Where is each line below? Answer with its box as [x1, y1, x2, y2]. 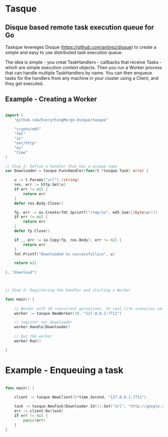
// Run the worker [14, 334, 52, 339]
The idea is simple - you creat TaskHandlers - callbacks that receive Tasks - [5, 59, 162, 65]
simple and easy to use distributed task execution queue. [5, 50, 123, 55]
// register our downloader [14, 320, 72, 325]
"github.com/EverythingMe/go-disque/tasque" [14, 117, 108, 122]
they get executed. [5, 81, 44, 86]
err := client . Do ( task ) [14, 408, 64, 414]
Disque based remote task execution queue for [5, 23, 154, 32]
